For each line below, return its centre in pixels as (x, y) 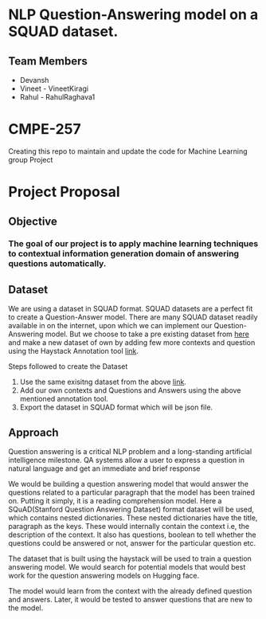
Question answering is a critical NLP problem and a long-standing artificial (130, 452)
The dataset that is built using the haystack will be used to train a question (130, 558)
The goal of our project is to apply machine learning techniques (133, 244)
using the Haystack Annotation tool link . (74, 351)
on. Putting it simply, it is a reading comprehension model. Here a (115, 501)
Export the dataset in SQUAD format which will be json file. (116, 407)
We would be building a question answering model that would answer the (129, 484)
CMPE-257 (45, 129)
